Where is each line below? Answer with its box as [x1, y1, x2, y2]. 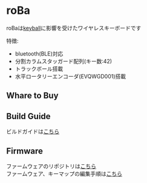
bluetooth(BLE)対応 [15, 50, 64, 57]
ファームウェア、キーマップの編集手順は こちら [6, 170, 123, 177]
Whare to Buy [6, 91, 59, 101]
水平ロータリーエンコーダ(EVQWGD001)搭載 [15, 72, 126, 80]
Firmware [6, 146, 44, 156]
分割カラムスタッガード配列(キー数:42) [15, 57, 113, 65]
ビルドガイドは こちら [6, 128, 59, 135]
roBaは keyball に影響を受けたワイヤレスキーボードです [6, 24, 142, 31]
